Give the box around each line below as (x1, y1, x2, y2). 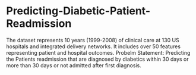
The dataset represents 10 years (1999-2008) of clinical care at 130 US (6, 36, 179, 43)
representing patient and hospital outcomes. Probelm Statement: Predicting (6, 49, 191, 56)
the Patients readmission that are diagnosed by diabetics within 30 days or (6, 55, 189, 62)
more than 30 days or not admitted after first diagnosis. (6, 61, 141, 69)
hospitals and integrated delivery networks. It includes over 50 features (6, 43, 181, 50)
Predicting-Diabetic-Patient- (6, 4, 151, 18)
